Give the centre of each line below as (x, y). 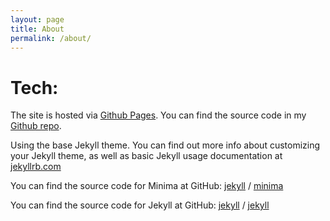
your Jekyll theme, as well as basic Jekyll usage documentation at (146, 156)
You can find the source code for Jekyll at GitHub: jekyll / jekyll (140, 205)
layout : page (37, 19)
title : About (37, 29)
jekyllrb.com (36, 167)
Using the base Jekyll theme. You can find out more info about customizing (165, 145)
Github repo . (36, 126)
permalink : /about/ (51, 38)
